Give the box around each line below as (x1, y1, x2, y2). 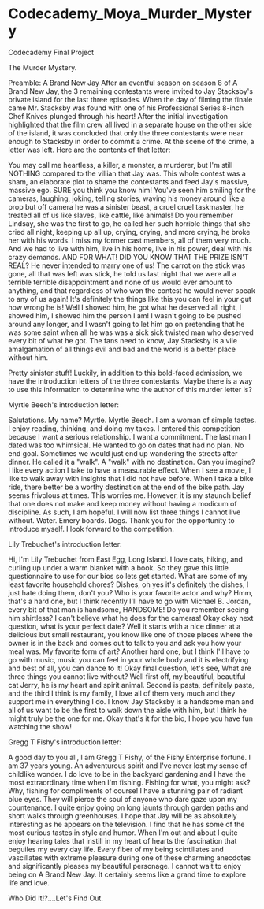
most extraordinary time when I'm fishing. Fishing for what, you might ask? (8, 777, 251, 787)
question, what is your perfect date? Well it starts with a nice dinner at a (8, 621, 241, 631)
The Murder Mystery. (8, 62, 77, 72)
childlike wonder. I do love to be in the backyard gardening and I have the (8, 769, 246, 778)
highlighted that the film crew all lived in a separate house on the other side (8, 120, 252, 129)
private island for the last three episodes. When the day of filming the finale (8, 95, 253, 104)
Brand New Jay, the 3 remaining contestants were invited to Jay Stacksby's (8, 86, 254, 95)
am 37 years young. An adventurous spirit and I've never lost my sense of (8, 761, 247, 770)
